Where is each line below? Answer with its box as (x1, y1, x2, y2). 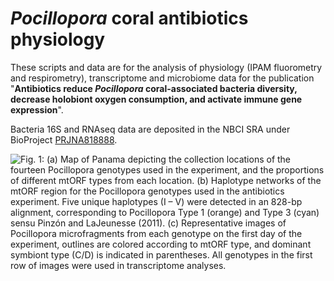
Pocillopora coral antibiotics (10, 7, 249, 30)
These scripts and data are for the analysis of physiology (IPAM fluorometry (10, 61, 323, 73)
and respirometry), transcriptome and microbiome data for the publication (10, 72, 315, 84)
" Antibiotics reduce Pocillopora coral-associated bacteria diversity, (10, 82, 298, 94)
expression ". (10, 103, 64, 116)
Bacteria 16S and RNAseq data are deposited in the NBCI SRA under (10, 123, 291, 135)
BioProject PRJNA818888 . (10, 133, 118, 146)
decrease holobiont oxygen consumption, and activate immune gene (10, 93, 303, 105)
